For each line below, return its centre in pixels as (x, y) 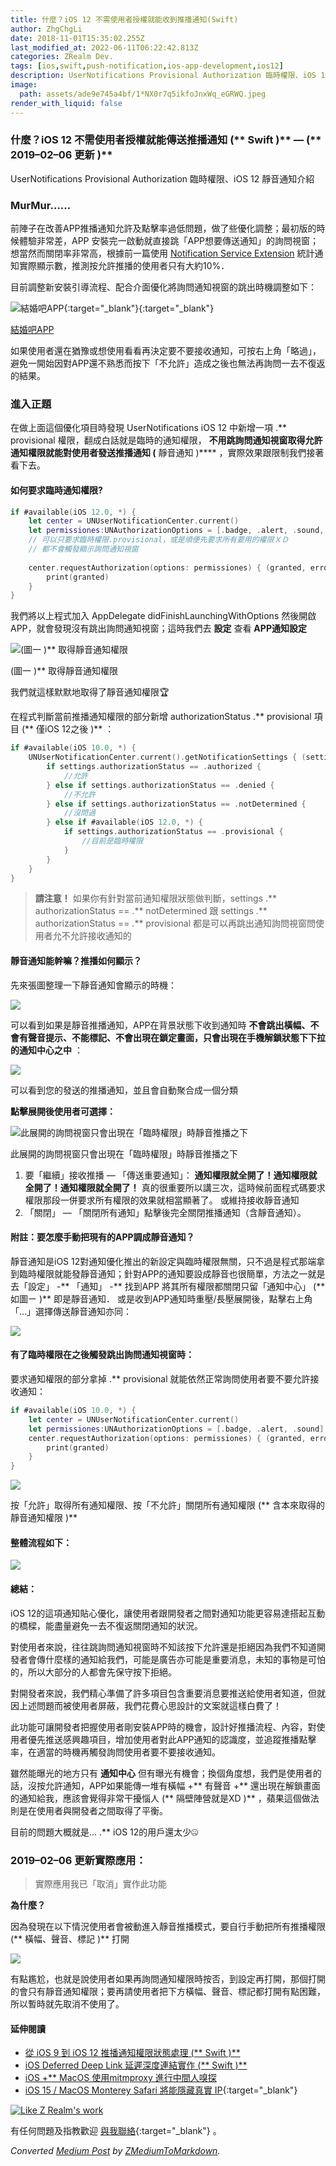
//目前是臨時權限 (112, 841)
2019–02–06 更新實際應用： (78, 1860)
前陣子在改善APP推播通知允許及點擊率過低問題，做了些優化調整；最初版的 (163, 228)
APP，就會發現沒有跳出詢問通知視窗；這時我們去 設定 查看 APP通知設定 (158, 628)
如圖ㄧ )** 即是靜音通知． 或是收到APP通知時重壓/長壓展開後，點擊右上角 (161, 1298)
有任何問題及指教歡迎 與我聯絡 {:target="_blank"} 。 (116, 2131)
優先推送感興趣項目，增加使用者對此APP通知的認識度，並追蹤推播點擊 (172, 1739)
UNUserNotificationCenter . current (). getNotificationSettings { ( (167, 757)
